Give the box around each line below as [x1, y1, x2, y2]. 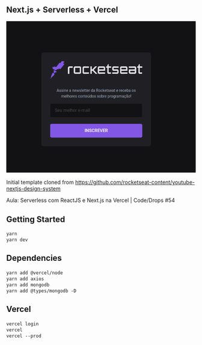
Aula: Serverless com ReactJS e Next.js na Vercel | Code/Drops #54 [6, 197, 176, 204]
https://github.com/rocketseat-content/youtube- [75, 179, 195, 186]
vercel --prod [6, 333, 42, 339]
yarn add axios [6, 276, 44, 282]
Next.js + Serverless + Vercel [6, 5, 118, 15]
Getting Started [6, 214, 66, 224]
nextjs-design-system [6, 185, 61, 192]
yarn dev [6, 237, 28, 243]
